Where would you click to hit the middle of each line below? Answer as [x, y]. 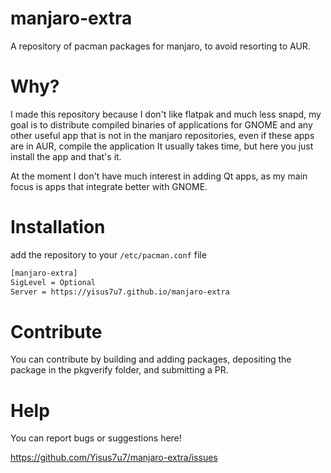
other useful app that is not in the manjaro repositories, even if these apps [162, 135]
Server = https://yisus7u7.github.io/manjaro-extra [120, 292]
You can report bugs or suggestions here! [96, 438]
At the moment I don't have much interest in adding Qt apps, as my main [159, 176]
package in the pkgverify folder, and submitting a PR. [119, 370]
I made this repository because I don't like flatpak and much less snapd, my [166, 114]
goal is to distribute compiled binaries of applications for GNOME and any [161, 124]
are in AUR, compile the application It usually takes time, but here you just [162, 146]
